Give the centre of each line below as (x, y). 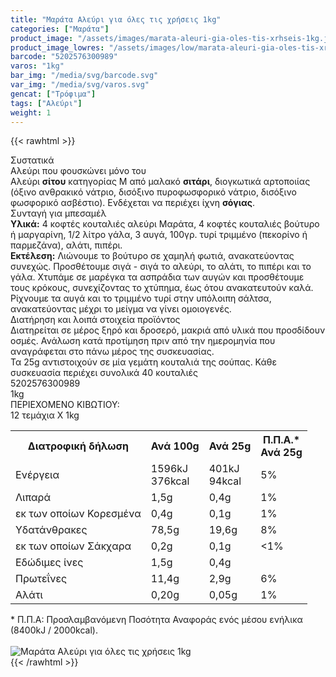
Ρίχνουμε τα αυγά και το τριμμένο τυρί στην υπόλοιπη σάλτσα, (141, 298)
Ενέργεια (37, 475)
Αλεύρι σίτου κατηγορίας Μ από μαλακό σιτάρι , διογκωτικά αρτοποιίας (160, 182)
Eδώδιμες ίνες (49, 563)
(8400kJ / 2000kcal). (54, 630)
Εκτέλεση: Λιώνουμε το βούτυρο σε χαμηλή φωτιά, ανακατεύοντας (152, 256)
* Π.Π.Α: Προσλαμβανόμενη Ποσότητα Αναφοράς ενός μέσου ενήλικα (156, 620)
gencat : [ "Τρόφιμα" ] (53, 94)
